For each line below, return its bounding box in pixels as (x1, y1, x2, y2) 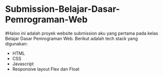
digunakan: (5, 40, 28, 46)
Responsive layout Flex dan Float (12, 66, 80, 72)
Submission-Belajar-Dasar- (5, 3, 120, 15)
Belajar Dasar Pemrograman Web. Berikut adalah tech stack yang (5, 36, 138, 41)
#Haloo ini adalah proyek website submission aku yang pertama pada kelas (5, 30, 159, 36)
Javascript (12, 61, 34, 67)
